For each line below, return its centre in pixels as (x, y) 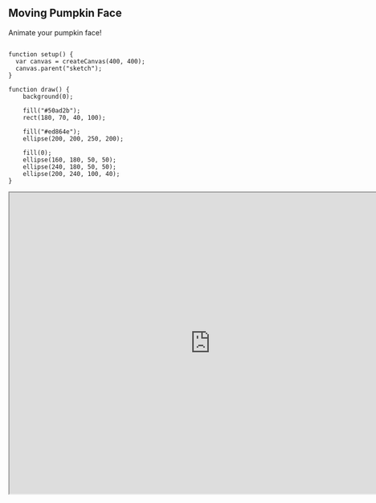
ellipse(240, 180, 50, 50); (69, 167)
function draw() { (39, 89)
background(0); (48, 96)
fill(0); (37, 153)
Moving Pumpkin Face (65, 13)
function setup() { (41, 54)
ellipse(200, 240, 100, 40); (72, 174)
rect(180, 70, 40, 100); (64, 117)
